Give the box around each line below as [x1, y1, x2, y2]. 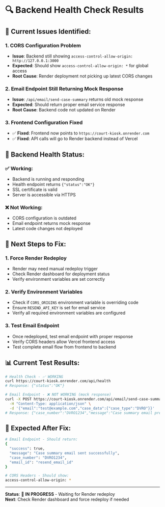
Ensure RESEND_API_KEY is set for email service [12, 305, 106, 311]
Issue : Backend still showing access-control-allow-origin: [12, 53, 133, 59]
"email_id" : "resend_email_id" [9, 460, 74, 465]
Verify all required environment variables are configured [12, 310, 126, 316]
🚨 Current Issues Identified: [5, 27, 91, 35]
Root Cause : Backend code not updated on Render [12, 107, 116, 113]
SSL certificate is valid [12, 187, 58, 192]
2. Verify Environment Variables [5, 289, 82, 295]
